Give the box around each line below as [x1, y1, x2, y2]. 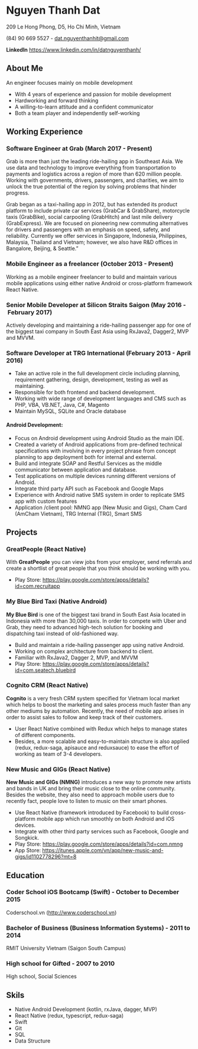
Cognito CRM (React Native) [6, 681, 89, 690]
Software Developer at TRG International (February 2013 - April [6, 349, 191, 357]
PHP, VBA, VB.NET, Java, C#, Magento [14, 401, 110, 409]
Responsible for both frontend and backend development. [14, 389, 156, 396]
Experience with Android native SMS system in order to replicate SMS [14, 491, 185, 498]
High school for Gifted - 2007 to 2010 [6, 959, 115, 968]
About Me [6, 63, 43, 74]
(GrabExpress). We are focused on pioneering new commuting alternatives [6, 220, 189, 227]
